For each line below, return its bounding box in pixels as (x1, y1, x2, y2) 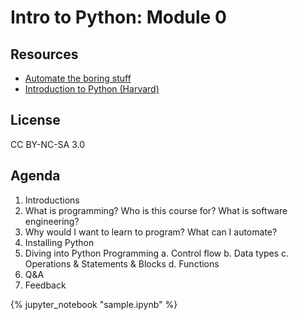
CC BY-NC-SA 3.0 (10, 138, 86, 150)
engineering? (24, 215, 80, 227)
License (10, 112, 61, 129)
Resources (10, 46, 79, 63)
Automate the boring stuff (24, 72, 132, 84)
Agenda (10, 167, 61, 185)
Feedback (24, 279, 67, 291)
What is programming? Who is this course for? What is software (24, 204, 288, 216)
